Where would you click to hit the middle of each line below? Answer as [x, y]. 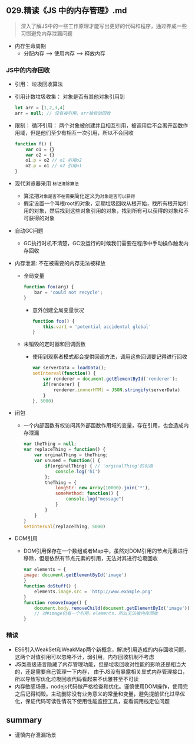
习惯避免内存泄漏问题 [46, 33]
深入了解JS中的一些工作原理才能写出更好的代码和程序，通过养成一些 [104, 26]
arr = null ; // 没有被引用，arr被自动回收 [62, 113]
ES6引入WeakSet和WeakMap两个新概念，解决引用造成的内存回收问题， [102, 649]
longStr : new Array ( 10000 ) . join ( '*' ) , [103, 488]
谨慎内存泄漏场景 [35, 735]
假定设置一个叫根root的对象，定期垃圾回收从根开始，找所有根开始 [103, 203]
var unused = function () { [67, 461]
